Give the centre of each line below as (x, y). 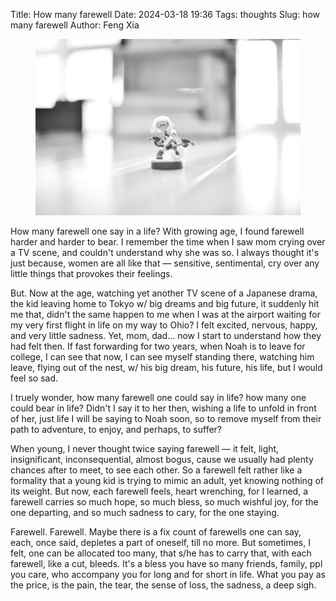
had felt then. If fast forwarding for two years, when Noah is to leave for (158, 346)
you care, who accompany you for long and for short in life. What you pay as (168, 574)
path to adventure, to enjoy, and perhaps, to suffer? (116, 429)
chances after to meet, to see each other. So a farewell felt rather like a (156, 470)
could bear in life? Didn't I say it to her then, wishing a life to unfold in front (163, 408)
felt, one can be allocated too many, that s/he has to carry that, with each (161, 553)
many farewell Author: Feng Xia (75, 25)
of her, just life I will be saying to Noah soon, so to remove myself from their (166, 418)
